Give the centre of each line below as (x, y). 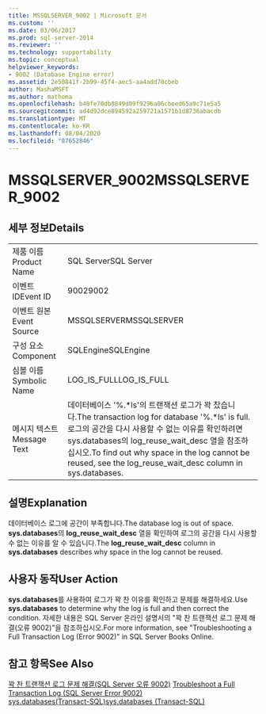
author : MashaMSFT (38, 89)
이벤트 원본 (32, 311)
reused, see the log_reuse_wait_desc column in (155, 463)
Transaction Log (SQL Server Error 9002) (76, 693)
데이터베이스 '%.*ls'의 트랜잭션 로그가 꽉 (139, 405)
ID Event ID (32, 296)
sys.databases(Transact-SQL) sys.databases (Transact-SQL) (107, 701)
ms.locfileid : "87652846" (51, 141)
